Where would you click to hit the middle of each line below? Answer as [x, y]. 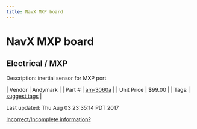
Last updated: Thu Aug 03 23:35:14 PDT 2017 [63, 107]
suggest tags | [24, 96]
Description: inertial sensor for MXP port [56, 78]
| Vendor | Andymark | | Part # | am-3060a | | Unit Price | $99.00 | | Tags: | [99, 89]
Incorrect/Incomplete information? [49, 119]
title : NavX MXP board [35, 12]
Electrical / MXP [37, 64]
